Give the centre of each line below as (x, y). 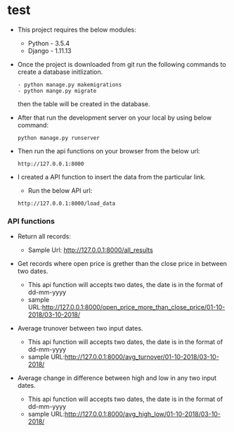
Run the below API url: (60, 190)
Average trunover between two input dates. (80, 329)
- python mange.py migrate (57, 91)
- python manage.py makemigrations (70, 84)
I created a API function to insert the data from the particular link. (111, 177)
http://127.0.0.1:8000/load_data (66, 203)
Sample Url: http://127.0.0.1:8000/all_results (90, 250)
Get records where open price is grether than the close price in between (122, 264)
